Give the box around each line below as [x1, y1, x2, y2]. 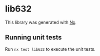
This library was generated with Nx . [5, 19, 77, 25]
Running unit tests [5, 33, 62, 42]
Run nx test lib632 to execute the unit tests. [5, 46, 96, 52]
